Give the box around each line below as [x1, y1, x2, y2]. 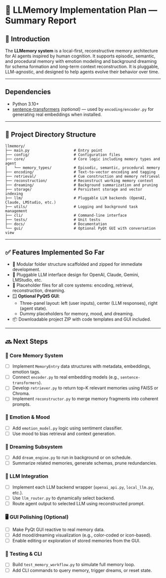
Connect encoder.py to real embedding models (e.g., [12, 374, 120, 380]
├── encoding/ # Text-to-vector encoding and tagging [5, 169, 156, 175]
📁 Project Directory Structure [5, 131, 96, 139]
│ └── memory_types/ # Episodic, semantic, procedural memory [5, 165, 161, 170]
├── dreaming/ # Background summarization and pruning [5, 183, 158, 188]
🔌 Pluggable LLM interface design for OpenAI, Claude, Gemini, [12, 272, 139, 278]
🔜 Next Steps [5, 337, 48, 345]
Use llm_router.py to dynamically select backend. [12, 495, 115, 501]
